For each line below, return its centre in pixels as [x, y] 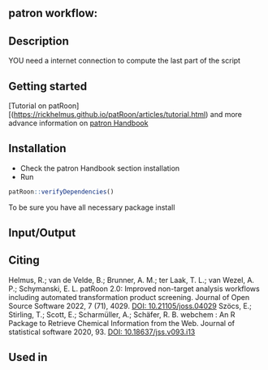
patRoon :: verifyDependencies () [61, 192]
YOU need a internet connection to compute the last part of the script [125, 61]
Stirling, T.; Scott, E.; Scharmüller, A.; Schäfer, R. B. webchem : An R [122, 314]
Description [39, 41]
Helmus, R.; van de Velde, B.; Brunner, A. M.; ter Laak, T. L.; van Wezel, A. [131, 280]
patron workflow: [53, 13]
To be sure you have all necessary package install [92, 207]
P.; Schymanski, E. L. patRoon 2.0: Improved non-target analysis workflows [134, 289]
